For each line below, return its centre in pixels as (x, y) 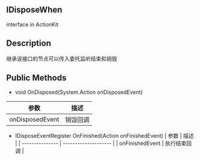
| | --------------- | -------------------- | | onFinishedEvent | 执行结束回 (103, 143)
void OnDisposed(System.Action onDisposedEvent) (79, 92)
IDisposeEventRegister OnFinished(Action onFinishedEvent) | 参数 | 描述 (104, 136)
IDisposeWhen (34, 10)
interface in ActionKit (33, 24)
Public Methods (36, 78)
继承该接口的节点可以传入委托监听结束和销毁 (62, 58)
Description (29, 44)
